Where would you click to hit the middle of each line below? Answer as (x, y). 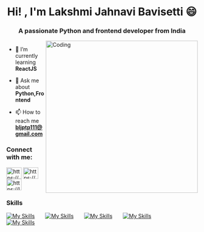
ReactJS (26, 69)
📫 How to (28, 112)
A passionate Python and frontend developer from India (102, 31)
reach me (27, 121)
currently (26, 56)
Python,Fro (29, 94)
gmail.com (29, 134)
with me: (19, 157)
